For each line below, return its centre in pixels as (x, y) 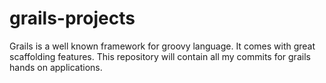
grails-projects (72, 18)
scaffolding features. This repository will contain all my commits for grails (160, 56)
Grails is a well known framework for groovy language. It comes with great (162, 46)
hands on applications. (56, 67)
